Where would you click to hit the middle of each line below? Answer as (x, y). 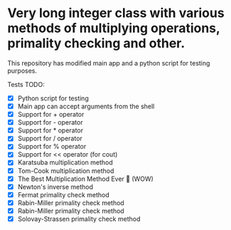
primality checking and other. (96, 43)
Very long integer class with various (116, 13)
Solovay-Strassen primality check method (79, 219)
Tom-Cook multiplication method (66, 171)
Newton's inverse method (55, 187)
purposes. (22, 70)
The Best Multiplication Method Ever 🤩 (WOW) (86, 179)
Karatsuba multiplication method (65, 162)
